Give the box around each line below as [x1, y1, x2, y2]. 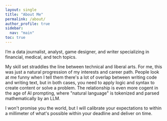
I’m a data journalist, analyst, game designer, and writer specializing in [5, 48, 150, 55]
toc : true [5, 35, 26, 40]
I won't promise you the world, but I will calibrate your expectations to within [5, 105, 162, 111]
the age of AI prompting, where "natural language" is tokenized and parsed [5, 90, 160, 96]
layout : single [5, 7, 37, 12]
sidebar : [5, 26, 23, 31]
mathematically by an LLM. [5, 95, 61, 101]
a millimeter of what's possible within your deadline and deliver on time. [5, 110, 153, 116]
